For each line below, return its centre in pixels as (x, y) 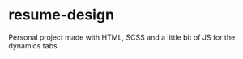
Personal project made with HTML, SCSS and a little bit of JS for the (122, 37)
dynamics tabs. (34, 45)
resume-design (62, 15)
